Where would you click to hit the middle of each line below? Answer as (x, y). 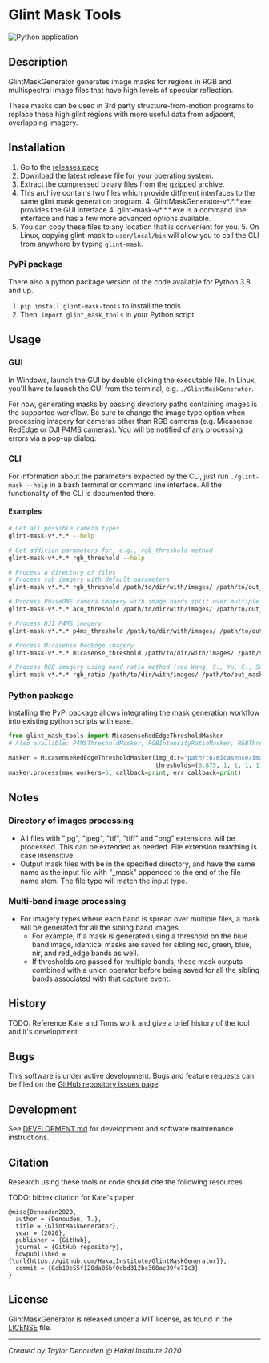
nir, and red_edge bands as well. (85, 953)
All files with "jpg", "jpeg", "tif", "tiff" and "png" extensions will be (127, 838)
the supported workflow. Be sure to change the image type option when (127, 412)
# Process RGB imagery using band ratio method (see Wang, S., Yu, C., (130, 667)
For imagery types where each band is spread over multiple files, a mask (140, 918)
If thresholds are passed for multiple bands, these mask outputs (137, 961)
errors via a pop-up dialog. (52, 438)
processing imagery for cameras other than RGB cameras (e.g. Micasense (131, 421)
